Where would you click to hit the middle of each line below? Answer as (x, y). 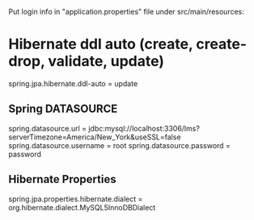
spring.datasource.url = (48, 128)
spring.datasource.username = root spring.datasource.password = (119, 145)
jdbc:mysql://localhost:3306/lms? (144, 128)
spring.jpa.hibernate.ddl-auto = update (73, 83)
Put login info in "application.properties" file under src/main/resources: (126, 12)
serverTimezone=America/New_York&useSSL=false (95, 137)
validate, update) (106, 62)
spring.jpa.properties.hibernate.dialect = (76, 199)
